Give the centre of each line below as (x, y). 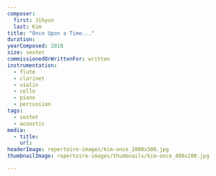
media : (17, 130)
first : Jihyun (34, 20)
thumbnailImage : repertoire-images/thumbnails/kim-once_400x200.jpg (108, 156)
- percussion (32, 104)
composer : (22, 14)
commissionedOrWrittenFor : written (59, 59)
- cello (25, 91)
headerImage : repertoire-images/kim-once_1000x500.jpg (88, 150)
